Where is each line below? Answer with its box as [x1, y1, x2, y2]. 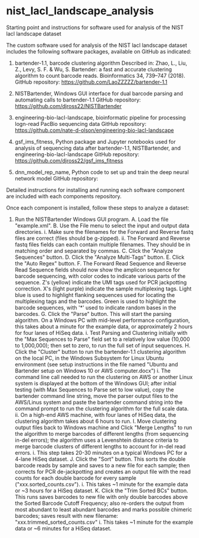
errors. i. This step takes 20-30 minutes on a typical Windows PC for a [14, 449, 187, 456]
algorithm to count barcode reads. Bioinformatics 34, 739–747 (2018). [14, 72, 185, 79]
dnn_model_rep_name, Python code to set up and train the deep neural [14, 168, 189, 176]
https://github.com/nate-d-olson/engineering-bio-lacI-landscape [14, 126, 174, 134]
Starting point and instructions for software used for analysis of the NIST [6, 24, 184, 31]
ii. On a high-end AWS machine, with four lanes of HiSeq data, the [14, 411, 176, 418]
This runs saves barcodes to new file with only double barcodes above [14, 493, 188, 500]
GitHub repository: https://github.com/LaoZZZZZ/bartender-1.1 [14, 78, 168, 86]
